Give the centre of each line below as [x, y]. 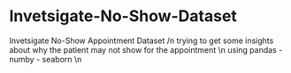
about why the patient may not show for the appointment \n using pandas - [146, 49]
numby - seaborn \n [46, 59]
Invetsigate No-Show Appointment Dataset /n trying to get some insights [142, 40]
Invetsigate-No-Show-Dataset [123, 16]
